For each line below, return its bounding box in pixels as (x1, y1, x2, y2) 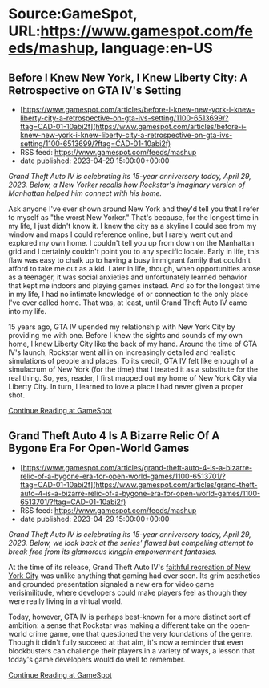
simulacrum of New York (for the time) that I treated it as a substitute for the (8, 364, 259, 374)
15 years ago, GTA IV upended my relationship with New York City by (8, 322, 235, 332)
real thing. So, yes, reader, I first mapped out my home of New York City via (8, 373, 258, 382)
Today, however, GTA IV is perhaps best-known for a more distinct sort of (8, 612, 251, 621)
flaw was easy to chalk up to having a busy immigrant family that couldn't (8, 255, 251, 265)
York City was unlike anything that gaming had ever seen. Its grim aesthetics (8, 571, 261, 580)
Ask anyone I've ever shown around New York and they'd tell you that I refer (8, 204, 259, 214)
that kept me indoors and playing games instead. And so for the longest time (8, 281, 261, 290)
